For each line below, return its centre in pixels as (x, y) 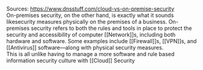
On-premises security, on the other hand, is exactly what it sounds (90, 15)
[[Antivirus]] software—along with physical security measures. (85, 47)
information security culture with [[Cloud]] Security (71, 61)
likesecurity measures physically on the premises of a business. (87, 22)
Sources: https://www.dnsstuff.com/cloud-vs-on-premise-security (90, 9)
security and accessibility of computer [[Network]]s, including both (91, 35)
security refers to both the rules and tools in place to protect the (112, 28)
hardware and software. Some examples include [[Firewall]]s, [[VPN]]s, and (102, 41)
